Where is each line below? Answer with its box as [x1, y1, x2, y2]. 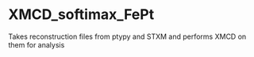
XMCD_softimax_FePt [8, 6, 155, 24]
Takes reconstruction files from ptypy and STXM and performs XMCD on [8, 32, 247, 41]
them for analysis [8, 40, 65, 49]
